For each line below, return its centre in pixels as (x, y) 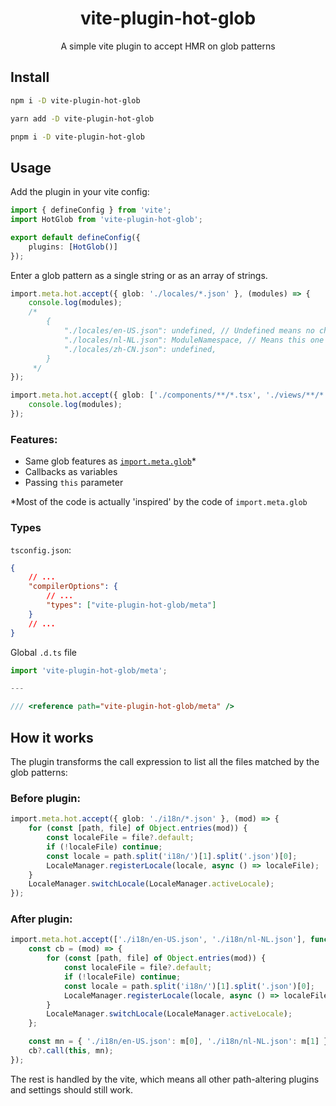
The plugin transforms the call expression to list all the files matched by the (165, 761)
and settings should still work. (72, 1089)
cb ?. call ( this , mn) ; (71, 1051)
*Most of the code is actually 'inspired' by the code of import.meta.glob (159, 502)
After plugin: (41, 919)
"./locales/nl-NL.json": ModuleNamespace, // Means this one (194, 340)
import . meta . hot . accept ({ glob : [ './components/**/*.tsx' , (136, 395)
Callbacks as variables (71, 472)
